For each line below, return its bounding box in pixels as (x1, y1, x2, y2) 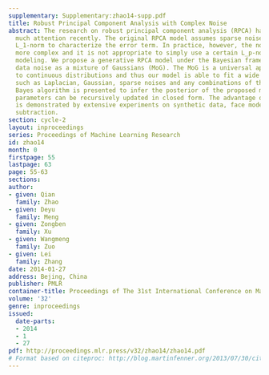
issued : (8, 309, 34, 317)
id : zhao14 (8, 138, 45, 147)
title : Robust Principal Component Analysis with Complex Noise (8, 19, 227, 27)
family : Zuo (15, 243, 56, 251)
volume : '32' (8, 295, 52, 303)
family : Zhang (15, 257, 62, 265)
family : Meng (15, 213, 59, 221)
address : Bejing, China (8, 272, 88, 280)
